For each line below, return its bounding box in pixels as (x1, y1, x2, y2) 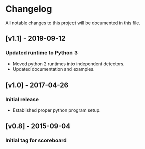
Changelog (5, 3, 52, 15)
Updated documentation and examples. (12, 66, 95, 72)
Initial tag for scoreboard (5, 137, 67, 144)
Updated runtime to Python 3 (5, 49, 78, 56)
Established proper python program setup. (12, 107, 101, 113)
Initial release (5, 96, 39, 103)
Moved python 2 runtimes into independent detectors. (12, 61, 125, 67)
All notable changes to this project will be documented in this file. (5, 20, 141, 26)
